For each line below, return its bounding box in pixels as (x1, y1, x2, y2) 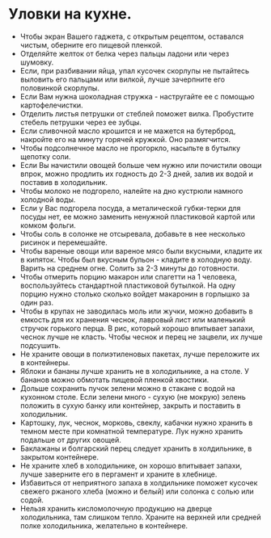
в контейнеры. (19, 357, 70, 368)
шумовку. (19, 57, 54, 67)
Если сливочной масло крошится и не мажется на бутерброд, (19, 126, 236, 136)
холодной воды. (19, 195, 76, 204)
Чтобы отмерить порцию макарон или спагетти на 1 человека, (19, 271, 237, 281)
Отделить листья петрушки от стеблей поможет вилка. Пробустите (19, 108, 254, 118)
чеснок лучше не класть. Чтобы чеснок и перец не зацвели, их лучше (19, 332, 263, 342)
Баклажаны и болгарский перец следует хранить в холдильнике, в (19, 443, 252, 453)
